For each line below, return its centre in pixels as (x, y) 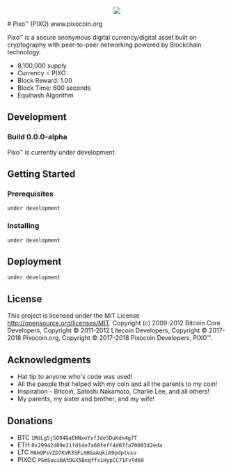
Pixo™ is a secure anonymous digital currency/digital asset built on (102, 37)
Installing (23, 226)
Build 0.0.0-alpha (37, 137)
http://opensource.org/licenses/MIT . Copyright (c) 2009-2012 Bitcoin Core (114, 323)
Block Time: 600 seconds (54, 88)
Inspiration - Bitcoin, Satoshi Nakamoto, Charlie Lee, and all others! (113, 392)
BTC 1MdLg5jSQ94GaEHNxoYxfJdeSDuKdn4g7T (77, 437)
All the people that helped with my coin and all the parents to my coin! (117, 384)
